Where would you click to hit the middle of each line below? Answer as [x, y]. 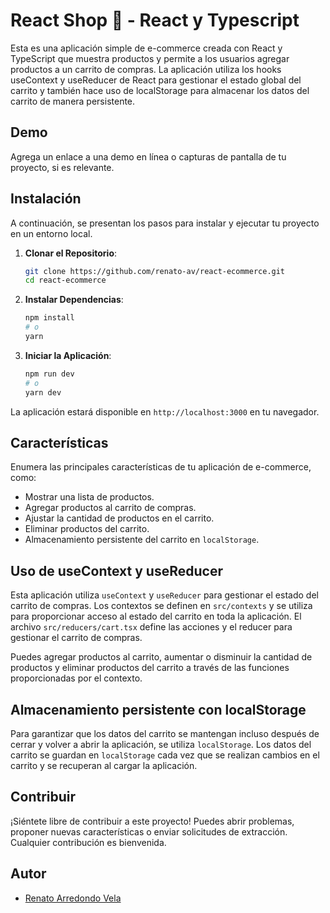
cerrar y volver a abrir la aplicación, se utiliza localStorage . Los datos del [161, 744]
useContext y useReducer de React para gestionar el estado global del [156, 80]
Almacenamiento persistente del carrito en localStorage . [142, 540]
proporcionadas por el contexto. [76, 678]
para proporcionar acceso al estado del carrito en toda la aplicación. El [156, 616]
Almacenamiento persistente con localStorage [158, 709]
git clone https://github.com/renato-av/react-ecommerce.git [155, 271]
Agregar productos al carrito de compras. [110, 508]
